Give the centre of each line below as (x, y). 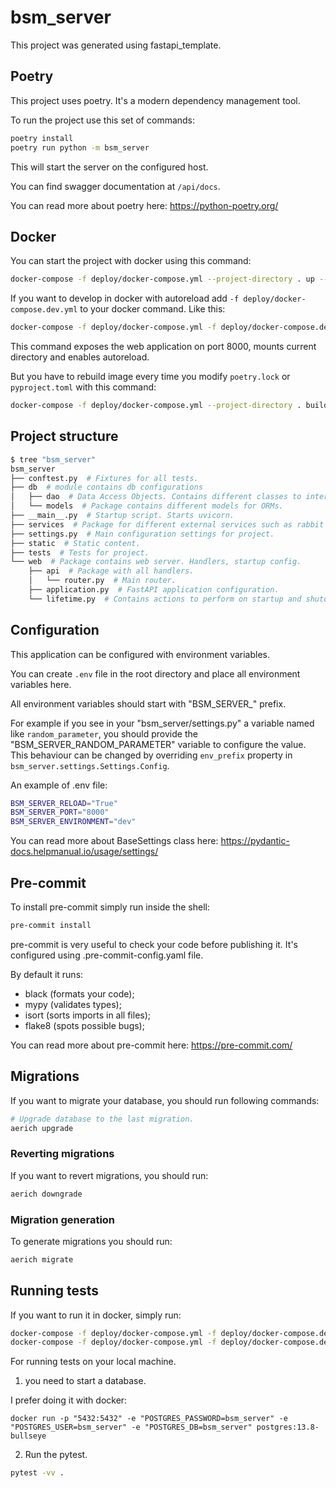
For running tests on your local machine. (93, 1362)
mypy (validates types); (73, 1004)
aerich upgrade (42, 1128)
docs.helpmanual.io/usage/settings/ (84, 852)
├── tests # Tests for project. (80, 552)
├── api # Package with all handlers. (111, 571)
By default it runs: (47, 974)
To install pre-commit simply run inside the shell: (110, 907)
